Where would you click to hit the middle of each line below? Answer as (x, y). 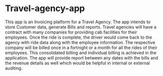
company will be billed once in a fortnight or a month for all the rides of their (81, 47)
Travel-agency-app (45, 8)
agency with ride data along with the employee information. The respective (80, 42)
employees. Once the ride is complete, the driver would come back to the (79, 37)
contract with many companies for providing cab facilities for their (71, 32)
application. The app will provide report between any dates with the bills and (81, 58)
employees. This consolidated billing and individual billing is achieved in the (81, 53)
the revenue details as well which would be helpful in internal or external (77, 63)
